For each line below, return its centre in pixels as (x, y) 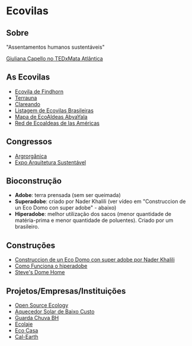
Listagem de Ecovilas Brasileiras (54, 110)
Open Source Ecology (41, 305)
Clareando (27, 104)
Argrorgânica (31, 156)
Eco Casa (26, 331)
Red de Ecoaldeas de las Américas (57, 123)
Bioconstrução (34, 181)
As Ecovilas (28, 77)
